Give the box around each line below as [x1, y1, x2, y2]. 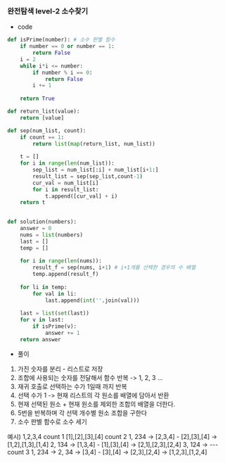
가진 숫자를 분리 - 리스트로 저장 [17, 364, 103, 373]
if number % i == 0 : [32, 69, 93, 76]
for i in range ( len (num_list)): [20, 160, 115, 167]
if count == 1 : [20, 134, 65, 141]
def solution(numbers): [7, 218, 77, 226]
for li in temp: [20, 284, 68, 291]
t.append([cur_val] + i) [44, 192, 118, 200]
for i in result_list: [32, 186, 99, 193]
